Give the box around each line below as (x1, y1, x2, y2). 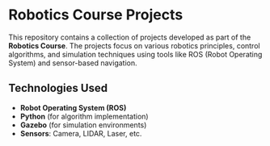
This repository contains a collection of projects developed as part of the (8, 32, 251, 42)
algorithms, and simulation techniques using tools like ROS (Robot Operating (8, 49, 263, 59)
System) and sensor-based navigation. (8, 58, 137, 68)
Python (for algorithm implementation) (19, 111, 149, 121)
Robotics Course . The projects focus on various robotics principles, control (8, 40, 260, 50)
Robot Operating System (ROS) (19, 102, 127, 112)
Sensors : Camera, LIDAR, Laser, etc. (19, 128, 142, 138)
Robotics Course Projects (8, 6, 184, 24)
